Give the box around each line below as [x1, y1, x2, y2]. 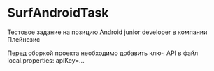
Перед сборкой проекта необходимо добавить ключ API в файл [7, 49, 199, 57]
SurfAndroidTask [7, 5, 109, 21]
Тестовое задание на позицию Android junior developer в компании [7, 28, 208, 36]
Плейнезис [7, 35, 41, 43]
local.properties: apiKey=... [7, 56, 85, 64]
